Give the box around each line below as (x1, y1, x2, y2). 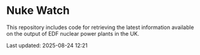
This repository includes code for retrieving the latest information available (6, 24, 194, 31)
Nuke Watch (6, 4, 70, 18)
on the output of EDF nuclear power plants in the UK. (6, 30, 139, 37)
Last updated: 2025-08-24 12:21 (6, 42, 88, 49)
